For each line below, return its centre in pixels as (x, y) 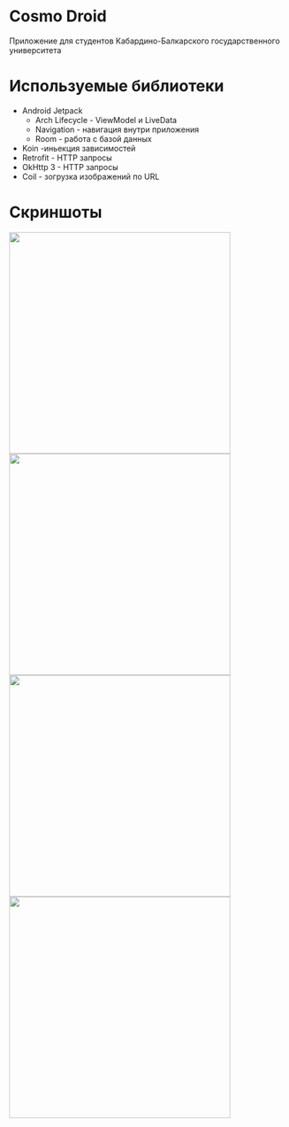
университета (35, 50)
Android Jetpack (52, 110)
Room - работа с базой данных (93, 138)
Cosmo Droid (58, 16)
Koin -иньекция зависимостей (79, 148)
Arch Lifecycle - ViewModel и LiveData (106, 120)
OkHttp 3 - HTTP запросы (70, 167)
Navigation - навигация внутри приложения (117, 129)
